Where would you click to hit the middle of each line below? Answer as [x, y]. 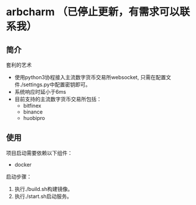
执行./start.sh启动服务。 [43, 196]
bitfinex [32, 106]
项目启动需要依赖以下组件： [39, 153]
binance [33, 112]
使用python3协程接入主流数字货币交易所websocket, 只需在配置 [90, 77]
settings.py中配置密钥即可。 [57, 84]
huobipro [34, 118]
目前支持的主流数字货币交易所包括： [58, 99]
